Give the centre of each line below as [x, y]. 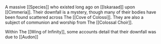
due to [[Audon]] [22, 37]
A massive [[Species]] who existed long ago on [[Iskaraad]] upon [70, 7]
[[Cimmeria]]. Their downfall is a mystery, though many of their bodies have [81, 12]
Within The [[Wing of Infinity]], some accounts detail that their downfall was [81, 32]
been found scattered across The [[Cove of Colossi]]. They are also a [74, 17]
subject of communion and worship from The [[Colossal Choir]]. [69, 22]
